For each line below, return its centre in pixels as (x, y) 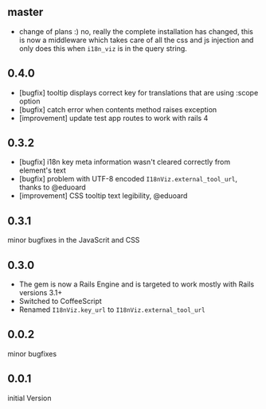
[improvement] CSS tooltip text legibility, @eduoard (103, 196)
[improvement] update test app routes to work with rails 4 (113, 118)
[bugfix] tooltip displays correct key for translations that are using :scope (139, 92)
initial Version (30, 398)
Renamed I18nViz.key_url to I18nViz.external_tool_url (112, 310)
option (29, 101)
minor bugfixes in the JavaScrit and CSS (74, 240)
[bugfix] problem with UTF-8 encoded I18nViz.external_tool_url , (128, 179)
